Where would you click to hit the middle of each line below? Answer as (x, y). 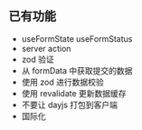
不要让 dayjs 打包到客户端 (70, 105)
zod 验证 (38, 59)
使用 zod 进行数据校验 (63, 82)
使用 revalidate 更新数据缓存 (74, 93)
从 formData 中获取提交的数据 (77, 70)
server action (46, 48)
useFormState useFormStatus (77, 38)
